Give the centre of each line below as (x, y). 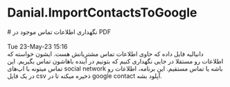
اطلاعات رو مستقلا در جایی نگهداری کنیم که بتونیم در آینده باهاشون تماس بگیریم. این (115, 61)
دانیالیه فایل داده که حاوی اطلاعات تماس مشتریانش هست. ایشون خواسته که (106, 54)
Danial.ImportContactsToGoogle (102, 13)
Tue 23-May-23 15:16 (37, 46)
